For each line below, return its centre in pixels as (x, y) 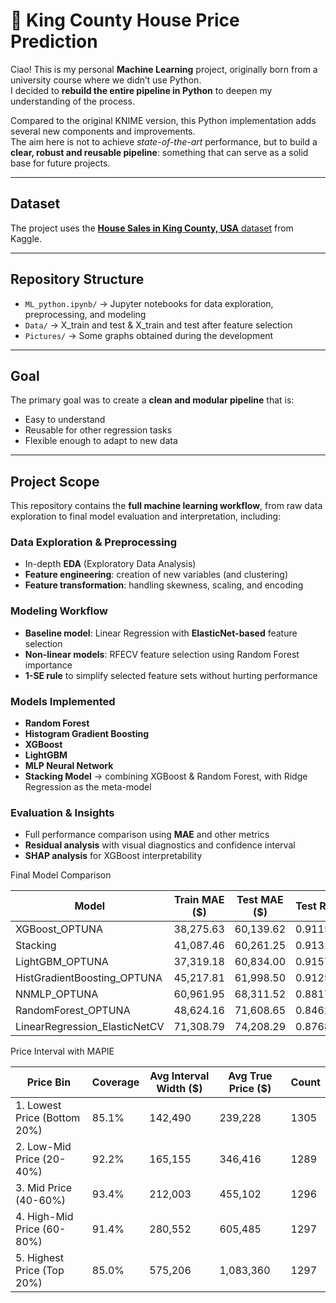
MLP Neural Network (69, 766)
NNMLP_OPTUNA (57, 994)
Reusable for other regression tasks (98, 430)
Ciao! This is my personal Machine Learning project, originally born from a (164, 69)
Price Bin (49, 1082)
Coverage (115, 1082)
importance (48, 665)
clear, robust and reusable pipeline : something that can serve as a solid (159, 152)
